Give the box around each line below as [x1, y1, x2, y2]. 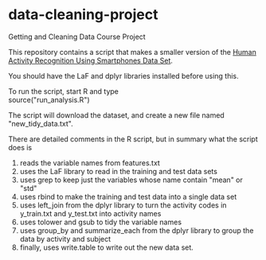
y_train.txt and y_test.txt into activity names [19, 208, 162, 218]
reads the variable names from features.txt [19, 157, 161, 168]
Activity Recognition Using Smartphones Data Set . [8, 56, 174, 65]
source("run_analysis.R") [8, 95, 90, 104]
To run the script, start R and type [8, 86, 119, 96]
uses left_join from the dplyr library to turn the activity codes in [19, 200, 227, 210]
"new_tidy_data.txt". [8, 118, 73, 128]
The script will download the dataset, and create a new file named [8, 110, 225, 120]
